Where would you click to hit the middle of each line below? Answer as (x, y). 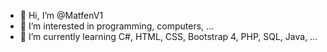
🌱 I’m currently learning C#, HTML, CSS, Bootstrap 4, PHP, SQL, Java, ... (168, 36)
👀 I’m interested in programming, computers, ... (117, 26)
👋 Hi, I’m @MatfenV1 (61, 15)
